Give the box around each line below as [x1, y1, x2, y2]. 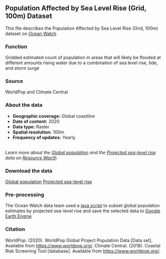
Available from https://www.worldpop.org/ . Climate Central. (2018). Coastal [5, 242, 161, 248]
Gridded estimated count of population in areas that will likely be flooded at [5, 55, 161, 61]
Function [5, 43, 28, 50]
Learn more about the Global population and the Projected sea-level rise [5, 149, 156, 155]
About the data [5, 101, 43, 108]
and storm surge [5, 65, 40, 71]
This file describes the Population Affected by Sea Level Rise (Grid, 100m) [5, 25, 158, 31]
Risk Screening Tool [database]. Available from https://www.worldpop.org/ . [5, 248, 161, 254]
